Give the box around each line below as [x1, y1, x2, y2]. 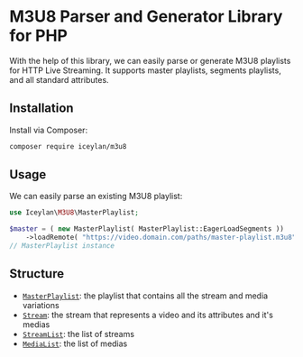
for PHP [9, 25, 68, 46]
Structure [9, 266, 65, 281]
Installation [9, 101, 74, 116]
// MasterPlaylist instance [9, 242, 115, 251]
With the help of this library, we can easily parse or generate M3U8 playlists [9, 55, 291, 66]
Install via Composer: [9, 124, 88, 135]
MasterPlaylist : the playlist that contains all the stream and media [22, 290, 269, 301]
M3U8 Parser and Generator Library [9, 6, 283, 27]
